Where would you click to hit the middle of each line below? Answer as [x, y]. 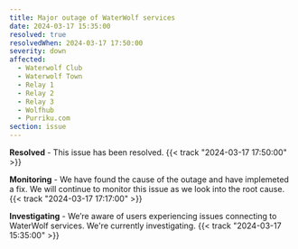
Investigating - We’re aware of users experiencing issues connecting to [143, 216]
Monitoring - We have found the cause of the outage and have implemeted [149, 180]
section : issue [38, 127]
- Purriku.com [44, 118]
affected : [28, 60]
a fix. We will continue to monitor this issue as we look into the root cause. [147, 189]
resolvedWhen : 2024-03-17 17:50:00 [76, 43]
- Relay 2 [36, 93]
